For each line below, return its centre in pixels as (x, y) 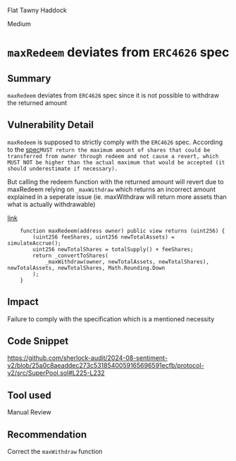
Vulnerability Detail (50, 125)
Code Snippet (38, 341)
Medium (19, 24)
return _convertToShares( (71, 256)
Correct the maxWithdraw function (55, 452)
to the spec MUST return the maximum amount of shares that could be (109, 149)
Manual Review (29, 412)
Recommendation (47, 435)
